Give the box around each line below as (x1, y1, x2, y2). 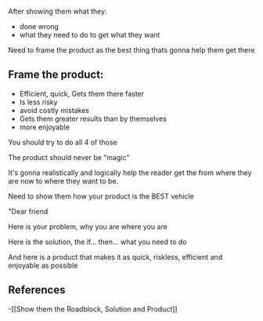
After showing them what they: (8, 7, 107, 16)
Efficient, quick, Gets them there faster (19, 89, 145, 98)
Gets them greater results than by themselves (19, 114, 167, 123)
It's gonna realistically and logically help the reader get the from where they (8, 168, 252, 177)
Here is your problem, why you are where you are (8, 221, 168, 231)
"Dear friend (8, 206, 49, 216)
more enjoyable (19, 122, 70, 132)
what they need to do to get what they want (19, 31, 160, 39)
